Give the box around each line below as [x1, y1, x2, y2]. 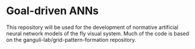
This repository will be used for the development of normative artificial [6, 24, 178, 31]
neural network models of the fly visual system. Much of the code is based [6, 30, 189, 37]
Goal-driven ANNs [6, 4, 99, 18]
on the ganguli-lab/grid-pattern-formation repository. [6, 36, 137, 43]
